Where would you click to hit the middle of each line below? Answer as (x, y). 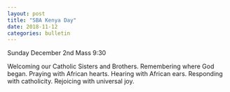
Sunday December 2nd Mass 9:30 (57, 53)
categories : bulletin (39, 33)
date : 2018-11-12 (33, 26)
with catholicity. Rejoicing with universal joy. (71, 82)
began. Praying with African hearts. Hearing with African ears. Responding (115, 74)
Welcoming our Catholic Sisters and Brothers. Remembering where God (111, 66)
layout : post (26, 14)
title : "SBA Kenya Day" (42, 20)
